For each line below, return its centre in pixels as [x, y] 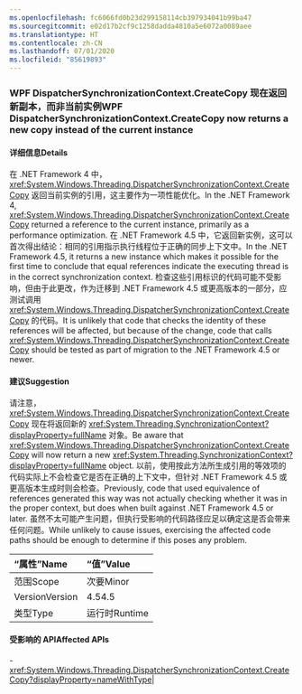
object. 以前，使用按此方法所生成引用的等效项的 [197, 465]
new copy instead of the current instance [101, 129]
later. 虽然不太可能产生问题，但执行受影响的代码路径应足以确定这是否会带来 [150, 519]
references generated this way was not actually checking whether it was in [148, 499]
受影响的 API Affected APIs [59, 639]
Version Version [46, 597]
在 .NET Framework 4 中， [58, 174]
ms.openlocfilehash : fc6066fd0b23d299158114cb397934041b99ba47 [131, 18]
